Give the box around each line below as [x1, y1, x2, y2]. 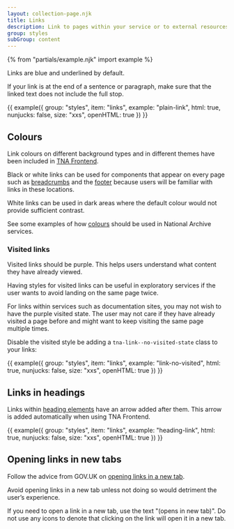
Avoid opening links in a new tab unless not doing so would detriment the [7, 486, 217, 494]
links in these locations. [7, 185, 75, 193]
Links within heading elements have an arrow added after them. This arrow [7, 405, 222, 414]
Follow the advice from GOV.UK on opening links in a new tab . [7, 472, 185, 480]
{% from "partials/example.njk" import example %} [7, 55, 153, 64]
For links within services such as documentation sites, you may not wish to [7, 302, 221, 311]
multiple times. [7, 325, 49, 333]
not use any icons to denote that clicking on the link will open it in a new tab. [7, 514, 226, 522]
